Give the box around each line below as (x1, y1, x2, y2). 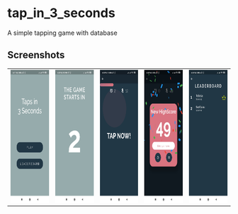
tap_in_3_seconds (7, 5, 115, 21)
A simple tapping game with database (7, 28, 118, 37)
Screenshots (7, 49, 65, 61)
